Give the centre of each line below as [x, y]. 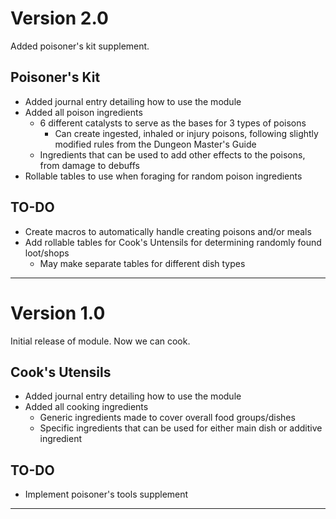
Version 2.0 [59, 18]
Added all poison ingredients [83, 112]
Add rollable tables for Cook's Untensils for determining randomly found [173, 242]
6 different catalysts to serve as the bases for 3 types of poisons [173, 123]
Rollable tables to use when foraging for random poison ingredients [163, 176]
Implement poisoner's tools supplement [106, 494]
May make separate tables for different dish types [142, 263]
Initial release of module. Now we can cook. [100, 341]
